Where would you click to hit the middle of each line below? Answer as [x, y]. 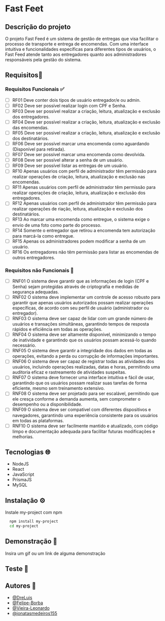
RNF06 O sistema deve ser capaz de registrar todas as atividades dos [83, 362]
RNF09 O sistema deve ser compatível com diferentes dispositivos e [82, 410]
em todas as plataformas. [38, 420]
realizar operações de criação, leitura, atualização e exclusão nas [79, 177]
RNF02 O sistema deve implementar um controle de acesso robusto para [86, 297]
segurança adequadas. [35, 292]
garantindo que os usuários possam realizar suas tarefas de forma [80, 383]
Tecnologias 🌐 [28, 452]
